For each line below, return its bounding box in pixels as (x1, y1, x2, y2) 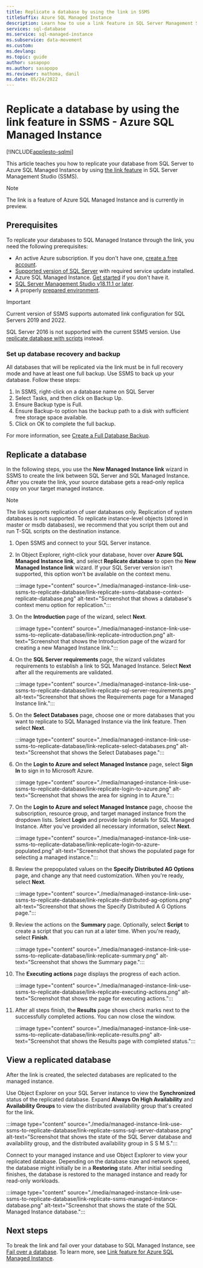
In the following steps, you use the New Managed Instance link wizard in (6, 465, 188, 473)
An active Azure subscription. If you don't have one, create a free (14, 254, 178, 261)
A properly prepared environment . (14, 286, 100, 294)
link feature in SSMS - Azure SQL (6, 116, 175, 129)
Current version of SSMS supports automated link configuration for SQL (6, 310, 185, 317)
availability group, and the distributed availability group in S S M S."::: (6, 1139, 178, 1147)
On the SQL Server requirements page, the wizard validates (14, 655, 166, 663)
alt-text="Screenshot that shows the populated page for (55, 847, 195, 854)
